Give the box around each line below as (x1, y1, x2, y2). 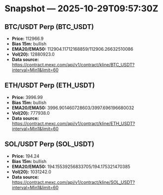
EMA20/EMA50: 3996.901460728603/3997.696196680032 (11, 104, 134, 111)
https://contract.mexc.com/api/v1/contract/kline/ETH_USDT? (11, 120, 135, 126)
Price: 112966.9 (11, 35, 44, 41)
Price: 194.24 (11, 153, 40, 159)
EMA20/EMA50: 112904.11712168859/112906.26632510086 (11, 46, 134, 52)
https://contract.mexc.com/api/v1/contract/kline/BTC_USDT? (11, 62, 135, 67)
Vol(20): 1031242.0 (11, 168, 51, 175)
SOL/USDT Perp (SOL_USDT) (4, 140, 94, 148)
